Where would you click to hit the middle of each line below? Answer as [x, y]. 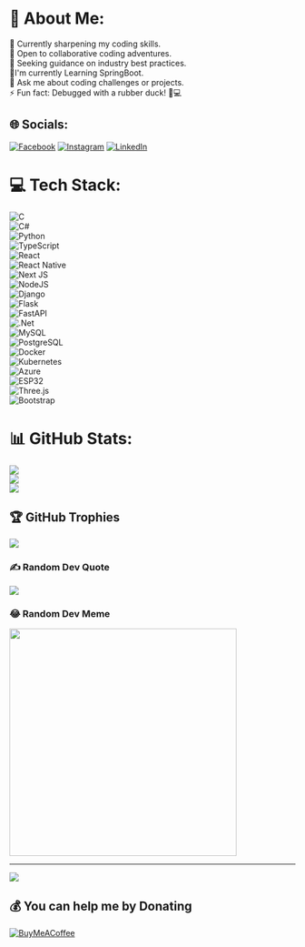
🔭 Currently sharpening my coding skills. [85, 44]
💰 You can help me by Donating [101, 907]
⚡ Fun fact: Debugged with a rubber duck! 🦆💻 [96, 92]
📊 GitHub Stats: [71, 438]
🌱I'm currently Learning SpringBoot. [77, 73]
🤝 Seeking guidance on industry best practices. [98, 63]
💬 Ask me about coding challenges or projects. [97, 82]
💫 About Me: [57, 19]
